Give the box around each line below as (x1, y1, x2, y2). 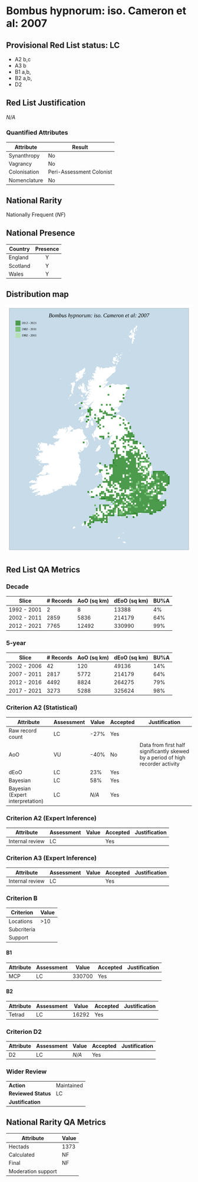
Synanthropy (8, 152, 40, 159)
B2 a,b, (14, 75, 32, 81)
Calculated (8, 1151, 35, 1158)
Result (72, 143, 88, 150)
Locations (8, 918, 33, 925)
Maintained (55, 1082, 84, 1089)
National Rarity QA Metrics (6, 1117, 106, 1127)
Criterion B (6, 894, 38, 902)
